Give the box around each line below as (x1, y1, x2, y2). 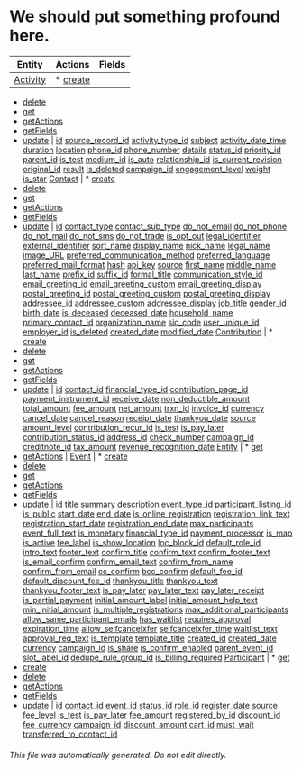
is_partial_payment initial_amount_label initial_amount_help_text (22, 594, 259, 605)
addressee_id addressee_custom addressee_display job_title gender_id (22, 298, 287, 308)
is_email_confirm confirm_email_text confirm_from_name (22, 556, 233, 567)
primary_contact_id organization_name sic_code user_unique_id (22, 316, 260, 327)
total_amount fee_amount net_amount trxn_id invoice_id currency (22, 403, 264, 414)
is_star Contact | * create (22, 173, 115, 184)
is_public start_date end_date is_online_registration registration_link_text (22, 508, 290, 519)
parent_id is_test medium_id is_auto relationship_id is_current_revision (22, 153, 282, 164)
